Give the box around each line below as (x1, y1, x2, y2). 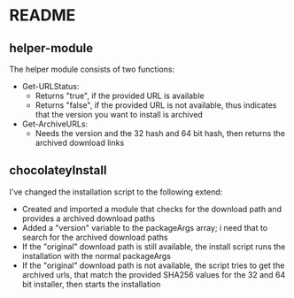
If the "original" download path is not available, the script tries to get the (21, 260, 285, 271)
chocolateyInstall (9, 163, 107, 178)
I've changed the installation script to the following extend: (9, 187, 223, 197)
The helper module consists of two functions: (9, 64, 175, 74)
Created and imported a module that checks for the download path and (21, 203, 282, 214)
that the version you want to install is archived (35, 110, 204, 119)
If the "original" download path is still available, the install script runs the (21, 241, 286, 252)
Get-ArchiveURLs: (21, 118, 89, 129)
